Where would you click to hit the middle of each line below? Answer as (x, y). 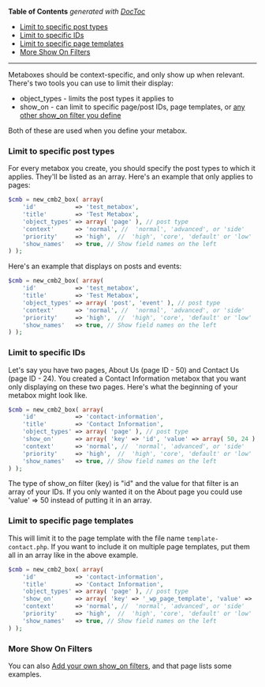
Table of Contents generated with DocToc (77, 11)
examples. (25, 674)
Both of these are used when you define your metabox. (98, 131)
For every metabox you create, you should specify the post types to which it (132, 169)
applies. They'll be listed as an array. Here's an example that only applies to (131, 176)
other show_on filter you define (70, 115)
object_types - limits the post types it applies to (97, 99)
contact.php (28, 547)
